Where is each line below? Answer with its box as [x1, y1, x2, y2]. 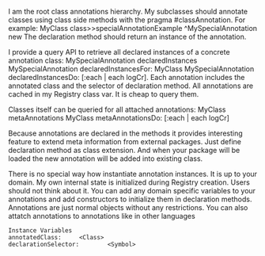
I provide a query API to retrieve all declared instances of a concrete [8, 48, 231, 56]
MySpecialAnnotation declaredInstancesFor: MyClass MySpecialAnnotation [8, 64, 255, 74]
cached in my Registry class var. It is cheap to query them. [8, 90, 199, 98]
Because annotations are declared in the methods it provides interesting [8, 128, 243, 138]
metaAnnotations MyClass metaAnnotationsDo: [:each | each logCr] [8, 113, 229, 122]
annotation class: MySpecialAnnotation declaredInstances [8, 55, 198, 65]
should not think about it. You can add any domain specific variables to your [8, 186, 256, 195]
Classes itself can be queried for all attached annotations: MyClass [8, 105, 227, 114]
